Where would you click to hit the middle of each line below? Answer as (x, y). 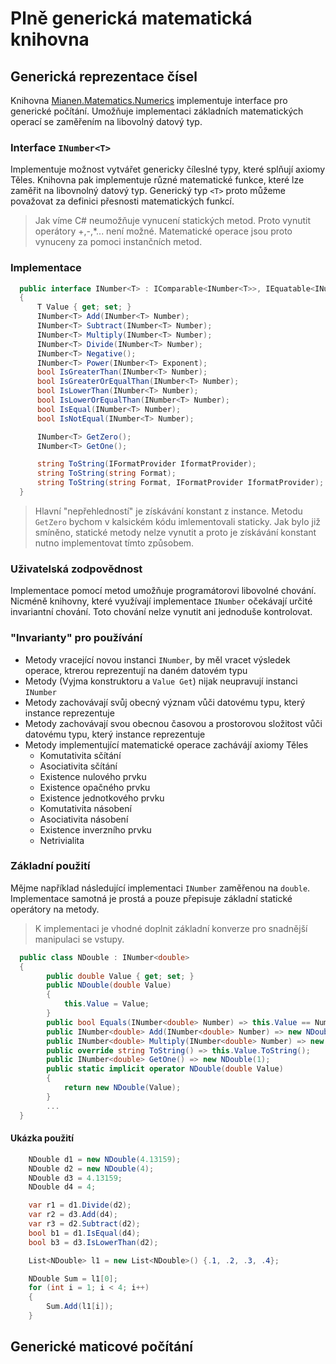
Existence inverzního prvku (95, 829)
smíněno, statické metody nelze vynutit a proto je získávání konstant (175, 532)
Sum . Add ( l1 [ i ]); (80, 1307)
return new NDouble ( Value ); (122, 1088)
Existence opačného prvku (95, 787)
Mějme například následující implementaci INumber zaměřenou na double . (160, 888)
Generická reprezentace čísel (104, 76)
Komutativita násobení (85, 808)
